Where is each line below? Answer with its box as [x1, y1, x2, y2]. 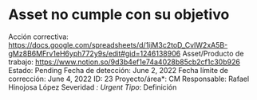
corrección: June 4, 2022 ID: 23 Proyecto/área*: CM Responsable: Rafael [8, 74, 250, 83]
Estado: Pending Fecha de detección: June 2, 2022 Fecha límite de [8, 65, 229, 75]
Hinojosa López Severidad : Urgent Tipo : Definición [8, 82, 177, 92]
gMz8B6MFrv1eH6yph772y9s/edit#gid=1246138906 [8, 48, 181, 58]
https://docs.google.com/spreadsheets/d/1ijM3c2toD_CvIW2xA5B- [8, 40, 228, 49]
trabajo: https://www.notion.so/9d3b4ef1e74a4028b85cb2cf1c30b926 [8, 57, 241, 67]
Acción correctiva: [8, 32, 69, 41]
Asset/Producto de [182, 48, 244, 58]
